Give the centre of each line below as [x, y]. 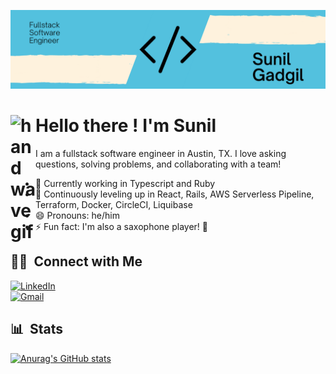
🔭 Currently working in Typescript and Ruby [125, 183]
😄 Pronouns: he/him [77, 215]
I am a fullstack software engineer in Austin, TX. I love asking [161, 153]
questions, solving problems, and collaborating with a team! [158, 164]
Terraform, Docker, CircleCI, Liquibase [114, 204]
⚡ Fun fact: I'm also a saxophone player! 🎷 [122, 226]
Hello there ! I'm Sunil [126, 126]
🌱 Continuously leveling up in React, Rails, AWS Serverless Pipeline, [175, 194]
